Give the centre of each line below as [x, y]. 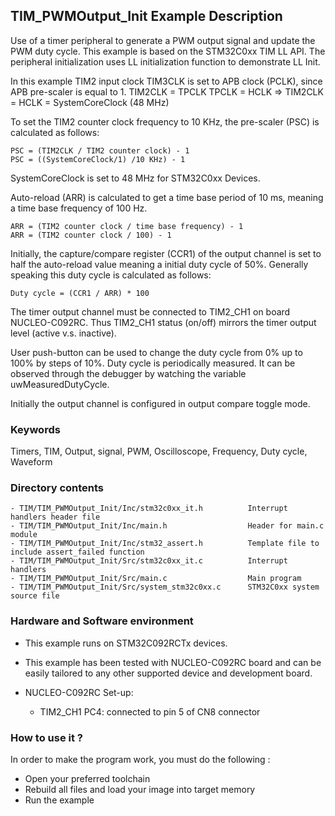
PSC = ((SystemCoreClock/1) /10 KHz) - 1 [98, 159]
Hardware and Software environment [102, 621]
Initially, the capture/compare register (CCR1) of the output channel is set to [166, 253]
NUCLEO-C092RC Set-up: [79, 692]
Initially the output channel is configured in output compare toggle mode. [160, 403]
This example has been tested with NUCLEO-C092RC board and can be [173, 662]
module [24, 535]
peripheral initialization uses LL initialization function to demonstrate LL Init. [165, 61]
